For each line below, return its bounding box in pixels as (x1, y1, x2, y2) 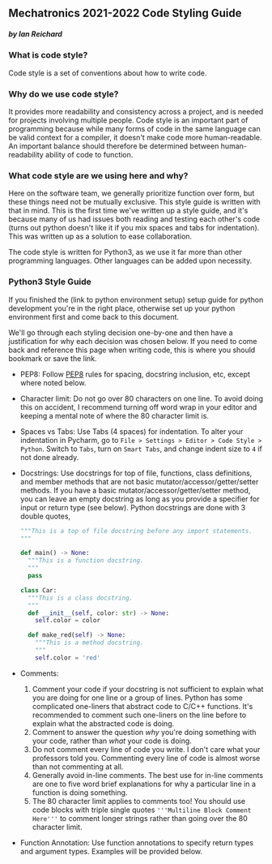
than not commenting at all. (32, 762, 124, 772)
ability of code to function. (45, 150, 134, 160)
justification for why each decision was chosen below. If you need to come (8, 336, 257, 346)
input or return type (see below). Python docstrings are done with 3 (19, 502, 246, 512)
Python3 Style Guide (8, 276, 91, 287)
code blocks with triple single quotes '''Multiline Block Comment (32, 805, 252, 815)
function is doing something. (32, 787, 128, 797)
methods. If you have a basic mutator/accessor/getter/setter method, (19, 485, 251, 495)
